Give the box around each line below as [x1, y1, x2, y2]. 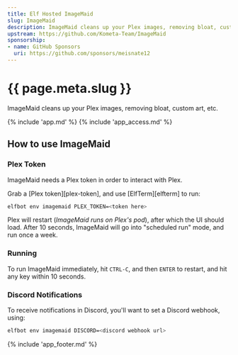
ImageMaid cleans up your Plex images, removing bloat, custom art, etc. [7, 103, 218, 112]
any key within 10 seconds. [7, 272, 86, 281]
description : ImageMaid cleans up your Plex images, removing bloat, [7, 23, 217, 30]
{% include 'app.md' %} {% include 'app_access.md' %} [7, 118, 173, 126]
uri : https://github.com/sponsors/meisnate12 [13, 50, 151, 57]
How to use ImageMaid [7, 138, 111, 150]
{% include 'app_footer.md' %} [7, 339, 98, 348]
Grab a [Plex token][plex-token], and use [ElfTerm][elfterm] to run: [7, 189, 200, 198]
